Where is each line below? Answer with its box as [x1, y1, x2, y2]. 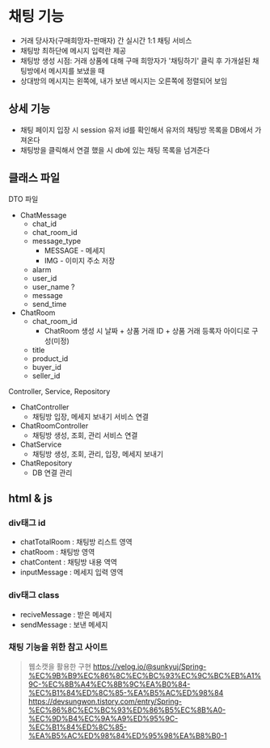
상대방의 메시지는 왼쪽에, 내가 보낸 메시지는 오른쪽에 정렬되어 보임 [19, 76, 228, 86]
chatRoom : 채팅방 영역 [19, 547, 95, 557]
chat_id [32, 219, 57, 229]
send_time [32, 299, 67, 309]
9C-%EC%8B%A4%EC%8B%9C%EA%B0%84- [27, 679, 191, 689]
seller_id [32, 371, 61, 380]
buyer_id [32, 362, 62, 372]
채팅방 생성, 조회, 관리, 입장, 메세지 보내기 [32, 449, 164, 459]
